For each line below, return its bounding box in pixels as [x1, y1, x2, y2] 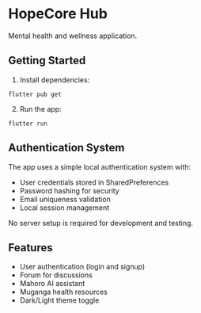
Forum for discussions [19, 270, 93, 280]
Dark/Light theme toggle [19, 296, 100, 305]
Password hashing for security [19, 185, 120, 195]
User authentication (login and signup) [19, 262, 146, 272]
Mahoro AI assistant [19, 279, 85, 288]
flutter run [8, 120, 47, 128]
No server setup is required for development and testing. [8, 218, 194, 227]
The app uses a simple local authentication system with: [8, 162, 192, 171]
